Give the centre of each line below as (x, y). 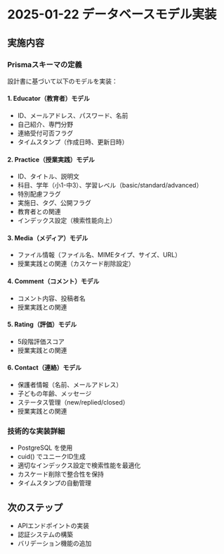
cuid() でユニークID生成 (52, 457)
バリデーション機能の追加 (54, 543)
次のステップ (35, 507)
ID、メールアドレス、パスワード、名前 (73, 116)
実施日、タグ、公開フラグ (54, 203)
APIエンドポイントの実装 (53, 526)
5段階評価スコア (41, 341)
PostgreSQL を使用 (45, 448)
